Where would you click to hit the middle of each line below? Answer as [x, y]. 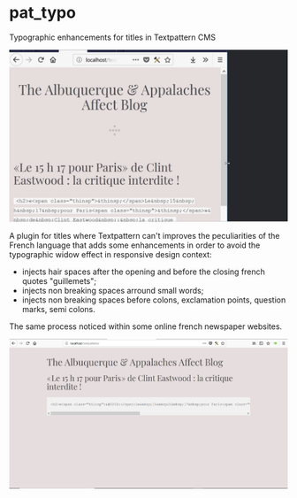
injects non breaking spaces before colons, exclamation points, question [154, 300]
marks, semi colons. [58, 309]
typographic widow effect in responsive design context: [110, 254]
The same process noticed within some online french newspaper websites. [146, 326]
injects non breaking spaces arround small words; [113, 291]
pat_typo [43, 13]
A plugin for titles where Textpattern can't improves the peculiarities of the [145, 236]
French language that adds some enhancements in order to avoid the [135, 245]
